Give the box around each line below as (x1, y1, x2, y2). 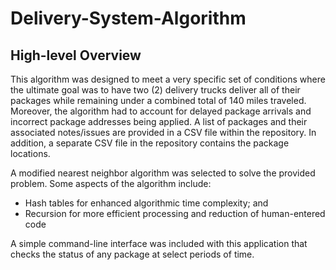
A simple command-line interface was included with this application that (10, 238, 308, 249)
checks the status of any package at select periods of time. (10, 248, 255, 260)
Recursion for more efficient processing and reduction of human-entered (24, 208, 326, 219)
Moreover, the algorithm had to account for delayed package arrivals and (10, 105, 312, 117)
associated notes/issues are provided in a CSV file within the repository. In (10, 127, 317, 138)
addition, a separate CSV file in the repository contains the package (10, 137, 290, 149)
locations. (10, 148, 51, 159)
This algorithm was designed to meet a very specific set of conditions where (10, 73, 326, 85)
